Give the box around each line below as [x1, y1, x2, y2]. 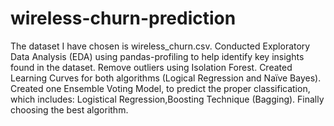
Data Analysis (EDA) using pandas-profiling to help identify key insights [10, 50, 305, 62]
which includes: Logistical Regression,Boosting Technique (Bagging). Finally [10, 93, 325, 105]
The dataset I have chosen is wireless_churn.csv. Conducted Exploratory [10, 40, 311, 52]
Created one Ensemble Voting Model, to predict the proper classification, [10, 82, 311, 94]
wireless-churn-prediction [10, 7, 237, 30]
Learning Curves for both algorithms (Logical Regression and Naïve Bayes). [10, 72, 322, 84]
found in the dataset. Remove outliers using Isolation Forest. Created [10, 61, 293, 73]
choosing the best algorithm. [10, 103, 129, 116]
